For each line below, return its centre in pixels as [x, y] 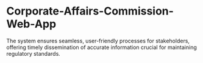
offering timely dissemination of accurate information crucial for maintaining [101, 47]
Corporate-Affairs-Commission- [90, 11]
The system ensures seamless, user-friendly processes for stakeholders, [98, 41]
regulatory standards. [34, 53]
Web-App [31, 24]
